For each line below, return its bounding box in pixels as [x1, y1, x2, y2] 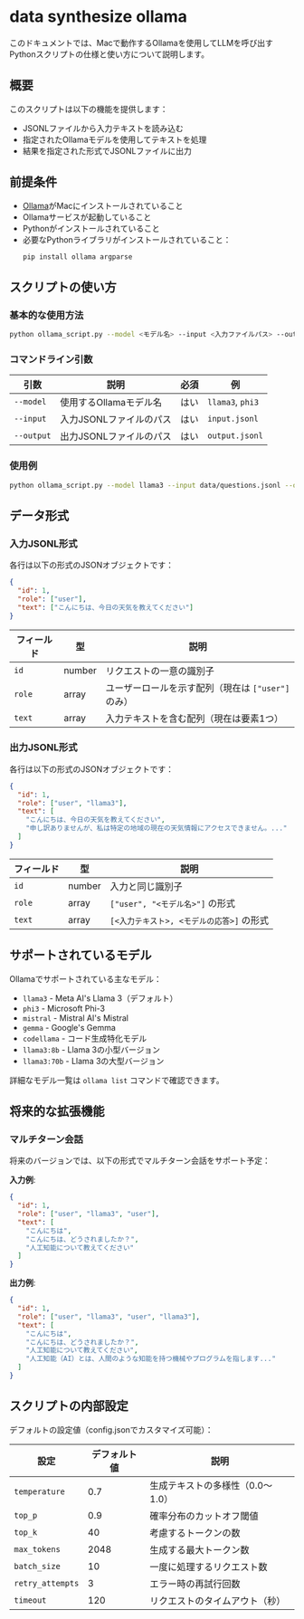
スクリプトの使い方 [9, 279, 117, 295]
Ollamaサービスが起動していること [22, 211, 152, 223]
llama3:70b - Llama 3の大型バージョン [22, 1055, 165, 1066]
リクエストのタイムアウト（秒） [149, 1595, 286, 1607]
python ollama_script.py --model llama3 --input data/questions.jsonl [9, 481, 281, 490]
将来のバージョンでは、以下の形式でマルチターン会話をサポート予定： [9, 1156, 271, 1167]
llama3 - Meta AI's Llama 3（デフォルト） [22, 993, 178, 1004]
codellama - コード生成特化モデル [22, 1033, 147, 1043]
